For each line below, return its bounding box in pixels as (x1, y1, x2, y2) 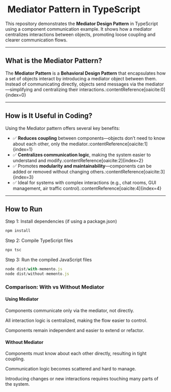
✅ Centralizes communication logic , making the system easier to (12, 151, 151, 158)
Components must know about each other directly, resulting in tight (5, 351, 147, 357)
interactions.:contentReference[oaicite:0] (79, 86, 165, 93)
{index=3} (12, 174, 34, 180)
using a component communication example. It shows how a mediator (5, 26, 152, 32)
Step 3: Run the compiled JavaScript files (5, 257, 92, 263)
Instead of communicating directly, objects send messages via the (5, 81, 144, 87)
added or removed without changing (12, 168, 90, 175)
